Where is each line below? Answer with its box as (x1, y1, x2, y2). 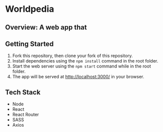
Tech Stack (5, 88, 41, 97)
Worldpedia (5, 3, 54, 15)
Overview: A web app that (5, 23, 87, 32)
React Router (12, 112, 39, 118)
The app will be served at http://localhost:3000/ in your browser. (12, 74, 145, 80)
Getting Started (5, 39, 54, 48)
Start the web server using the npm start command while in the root (12, 63, 151, 69)
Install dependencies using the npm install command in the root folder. (12, 58, 159, 64)
